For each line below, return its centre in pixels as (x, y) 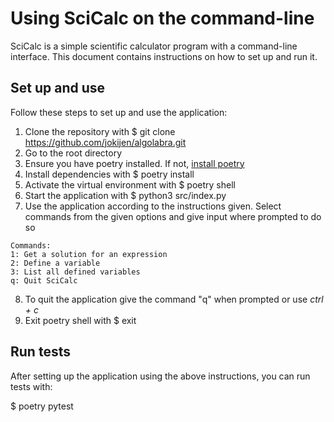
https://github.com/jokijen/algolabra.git (105, 142)
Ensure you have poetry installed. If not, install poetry (134, 163)
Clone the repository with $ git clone (100, 131)
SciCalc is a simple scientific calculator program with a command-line (154, 46)
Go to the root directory (73, 153)
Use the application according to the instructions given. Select (153, 206)
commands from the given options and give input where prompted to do (173, 216)
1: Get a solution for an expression (89, 254)
